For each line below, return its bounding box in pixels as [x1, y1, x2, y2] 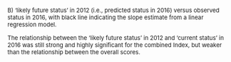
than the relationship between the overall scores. [7, 48, 140, 56]
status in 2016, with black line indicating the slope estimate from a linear [7, 14, 204, 21]
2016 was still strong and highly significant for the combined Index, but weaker [7, 41, 222, 48]
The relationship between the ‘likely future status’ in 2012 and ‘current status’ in [7, 34, 225, 41]
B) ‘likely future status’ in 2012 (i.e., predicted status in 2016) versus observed [7, 6, 220, 14]
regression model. [7, 21, 57, 29]
